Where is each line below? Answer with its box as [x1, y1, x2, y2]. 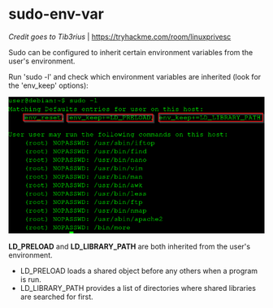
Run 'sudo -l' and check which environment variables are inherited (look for [8, 72, 262, 81]
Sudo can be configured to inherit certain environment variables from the [8, 47, 253, 57]
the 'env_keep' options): [8, 80, 89, 90]
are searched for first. [19, 292, 93, 301]
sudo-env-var [8, 5, 104, 24]
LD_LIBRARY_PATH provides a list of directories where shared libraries [19, 283, 256, 293]
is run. [19, 274, 42, 284]
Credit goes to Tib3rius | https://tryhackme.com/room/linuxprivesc [8, 32, 232, 41]
